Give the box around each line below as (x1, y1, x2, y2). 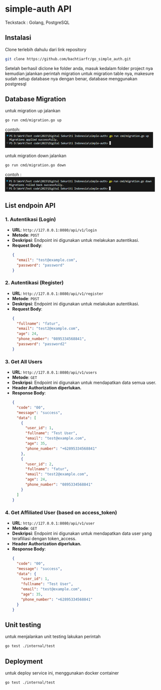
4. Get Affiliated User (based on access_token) (5, 509, 117, 516)
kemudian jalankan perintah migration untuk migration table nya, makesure (5, 71, 154, 76)
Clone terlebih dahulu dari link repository (5, 46, 86, 52)
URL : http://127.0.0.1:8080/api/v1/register (12, 291, 104, 296)
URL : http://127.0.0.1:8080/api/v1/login (12, 227, 97, 233)
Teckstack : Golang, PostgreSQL (5, 19, 70, 25)
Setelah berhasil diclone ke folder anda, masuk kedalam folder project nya (5, 65, 153, 71)
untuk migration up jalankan (5, 108, 61, 114)
